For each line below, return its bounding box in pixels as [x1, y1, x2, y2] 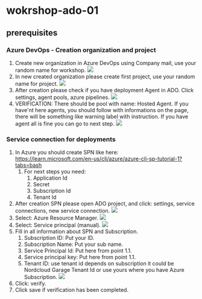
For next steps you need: [24, 168, 86, 175]
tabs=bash [14, 162, 42, 169]
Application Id [33, 174, 68, 181]
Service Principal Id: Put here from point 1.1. [24, 247, 132, 254]
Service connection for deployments [6, 135, 116, 143]
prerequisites [6, 28, 58, 38]
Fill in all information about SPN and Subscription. [14, 228, 139, 235]
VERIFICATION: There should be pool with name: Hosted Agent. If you [14, 100, 189, 107]
